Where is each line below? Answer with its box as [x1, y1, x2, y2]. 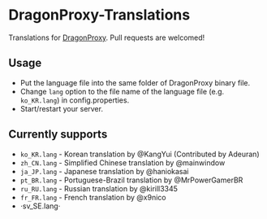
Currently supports [8, 128, 108, 142]
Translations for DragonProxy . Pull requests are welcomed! [8, 33, 205, 42]
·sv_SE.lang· [19, 201, 61, 211]
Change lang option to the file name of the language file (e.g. [19, 86, 225, 96]
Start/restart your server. [19, 103, 104, 113]
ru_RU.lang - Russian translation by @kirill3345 [19, 183, 179, 193]
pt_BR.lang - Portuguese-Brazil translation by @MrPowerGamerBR [19, 175, 243, 185]
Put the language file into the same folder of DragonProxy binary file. [19, 77, 251, 87]
